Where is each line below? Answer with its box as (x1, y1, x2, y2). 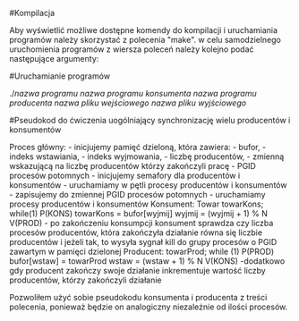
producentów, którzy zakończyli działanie (9, 275, 163, 285)
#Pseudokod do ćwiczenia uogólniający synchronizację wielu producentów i (9, 115, 291, 125)
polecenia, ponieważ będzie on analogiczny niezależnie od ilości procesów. (9, 301, 288, 312)
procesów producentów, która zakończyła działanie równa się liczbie (9, 227, 262, 238)
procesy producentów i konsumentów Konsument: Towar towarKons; (9, 199, 264, 209)
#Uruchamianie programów (9, 71, 110, 81)
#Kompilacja (9, 8, 56, 18)
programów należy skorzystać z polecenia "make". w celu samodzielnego (9, 35, 282, 45)
